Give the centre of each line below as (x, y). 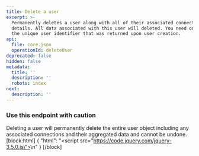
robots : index (29, 84)
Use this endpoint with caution (51, 115)
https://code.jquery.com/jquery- (132, 141)
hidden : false (24, 61)
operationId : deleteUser (42, 50)
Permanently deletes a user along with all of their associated (92, 23)
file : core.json (31, 45)
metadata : (18, 67)
